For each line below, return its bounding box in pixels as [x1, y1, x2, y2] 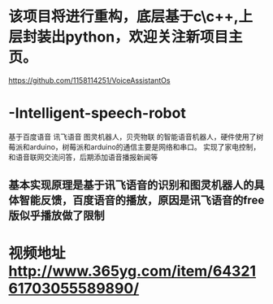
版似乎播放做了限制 [8, 209, 105, 223]
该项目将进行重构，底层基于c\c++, [8, 7, 239, 26]
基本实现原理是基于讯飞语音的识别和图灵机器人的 [8, 178, 254, 192]
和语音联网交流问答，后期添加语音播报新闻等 [8, 152, 158, 162]
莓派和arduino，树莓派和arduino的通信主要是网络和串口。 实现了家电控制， [8, 141, 261, 151]
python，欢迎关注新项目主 [65, 28, 243, 46]
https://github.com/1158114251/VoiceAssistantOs [8, 75, 171, 85]
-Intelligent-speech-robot [8, 104, 187, 123]
